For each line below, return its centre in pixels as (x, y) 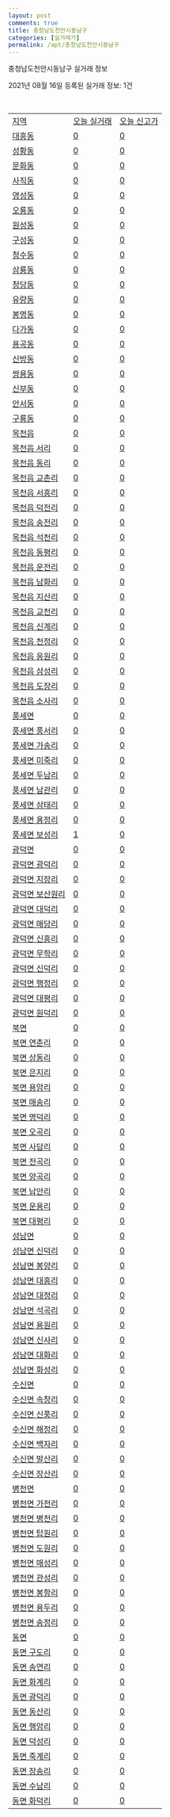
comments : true (33, 23)
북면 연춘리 (32, 1043)
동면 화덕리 (32, 1801)
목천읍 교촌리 (35, 478)
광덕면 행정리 (35, 984)
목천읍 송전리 (35, 522)
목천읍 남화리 (35, 582)
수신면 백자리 (35, 1444)
